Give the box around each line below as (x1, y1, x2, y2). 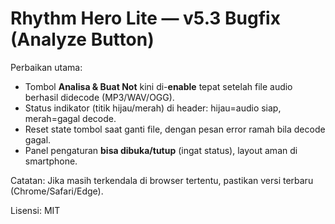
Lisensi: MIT (10, 204, 61, 216)
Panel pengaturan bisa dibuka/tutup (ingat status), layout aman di (24, 144, 298, 156)
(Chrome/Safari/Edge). (10, 185, 104, 197)
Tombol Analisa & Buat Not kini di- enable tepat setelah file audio (24, 80, 293, 92)
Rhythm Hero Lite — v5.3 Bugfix (10, 7, 281, 30)
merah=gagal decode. (24, 112, 117, 124)
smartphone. (24, 155, 78, 167)
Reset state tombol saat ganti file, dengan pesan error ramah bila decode (24, 123, 326, 135)
